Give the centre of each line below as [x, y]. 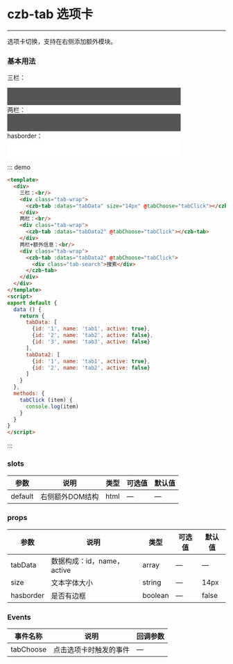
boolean [155, 595]
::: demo [19, 167]
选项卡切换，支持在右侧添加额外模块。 [62, 41]
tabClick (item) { [46, 400]
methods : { [29, 394]
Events [19, 617]
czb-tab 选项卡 [50, 14]
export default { [32, 303]
